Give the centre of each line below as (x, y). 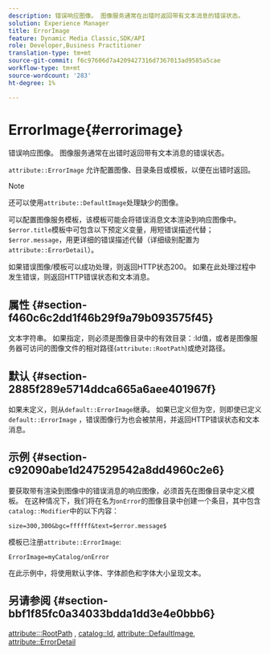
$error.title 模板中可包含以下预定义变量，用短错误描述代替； (111, 230)
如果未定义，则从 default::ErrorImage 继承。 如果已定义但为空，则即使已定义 (135, 410)
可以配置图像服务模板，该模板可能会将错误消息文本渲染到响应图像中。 (125, 220)
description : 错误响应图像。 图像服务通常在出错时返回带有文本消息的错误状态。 (126, 16)
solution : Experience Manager (59, 23)
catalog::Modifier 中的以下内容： (63, 510)
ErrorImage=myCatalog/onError (59, 557)
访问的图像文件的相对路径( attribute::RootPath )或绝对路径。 (130, 348)
